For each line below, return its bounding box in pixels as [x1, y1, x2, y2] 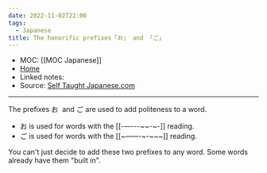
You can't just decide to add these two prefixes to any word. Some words [8, 148, 249, 157]
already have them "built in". [8, 156, 101, 165]
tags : [8, 19, 26, 27]
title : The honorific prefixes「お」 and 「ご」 [8, 33, 165, 42]
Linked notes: [19, 72, 65, 82]
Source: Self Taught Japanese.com [19, 81, 135, 90]
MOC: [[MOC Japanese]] [19, 56, 102, 65]
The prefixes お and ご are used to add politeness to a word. [8, 105, 207, 114]
